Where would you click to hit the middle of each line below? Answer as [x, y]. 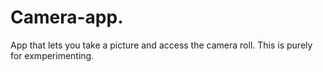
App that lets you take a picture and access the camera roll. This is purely [161, 45]
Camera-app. [67, 17]
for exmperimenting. [52, 55]
